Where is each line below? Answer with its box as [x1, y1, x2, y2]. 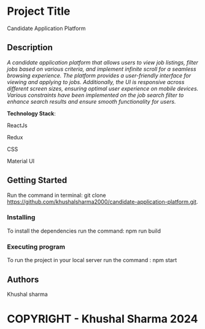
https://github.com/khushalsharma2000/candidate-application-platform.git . [7, 198, 198, 205]
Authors [7, 274, 39, 285]
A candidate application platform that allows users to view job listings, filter [7, 58, 199, 66]
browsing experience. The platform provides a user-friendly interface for [7, 72, 191, 79]
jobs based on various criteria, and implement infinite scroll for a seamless [7, 65, 196, 72]
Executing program [7, 242, 66, 251]
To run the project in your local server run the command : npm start [7, 257, 177, 264]
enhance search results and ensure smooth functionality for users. [7, 98, 176, 105]
